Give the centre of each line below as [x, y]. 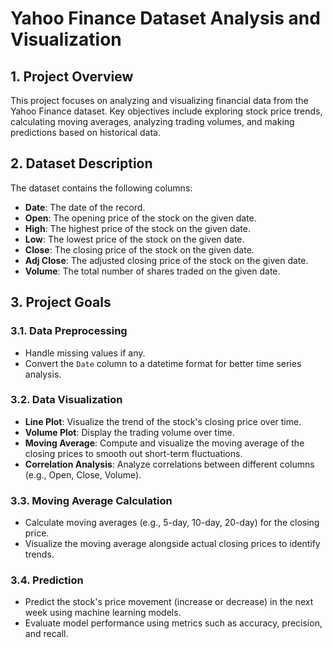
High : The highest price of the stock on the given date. [137, 228]
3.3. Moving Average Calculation [91, 500]
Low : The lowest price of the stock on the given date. [134, 239]
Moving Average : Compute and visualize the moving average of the [164, 443]
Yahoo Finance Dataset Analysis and [165, 18]
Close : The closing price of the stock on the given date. [139, 249]
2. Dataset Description [81, 163]
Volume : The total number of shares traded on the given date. [152, 271]
